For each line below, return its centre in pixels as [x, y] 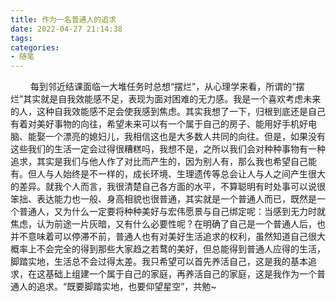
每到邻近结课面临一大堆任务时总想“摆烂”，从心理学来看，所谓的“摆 [167, 87]
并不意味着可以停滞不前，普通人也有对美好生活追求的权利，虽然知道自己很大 [168, 237]
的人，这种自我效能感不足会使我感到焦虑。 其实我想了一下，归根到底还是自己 [168, 112]
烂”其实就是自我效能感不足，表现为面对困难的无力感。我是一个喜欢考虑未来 [166, 99]
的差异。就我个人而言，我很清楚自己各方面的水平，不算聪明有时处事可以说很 [168, 187]
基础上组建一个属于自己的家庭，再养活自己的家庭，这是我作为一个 [180, 274]
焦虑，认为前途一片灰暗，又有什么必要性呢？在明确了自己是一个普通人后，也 [168, 224]
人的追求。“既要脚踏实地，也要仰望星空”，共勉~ [117, 287]
